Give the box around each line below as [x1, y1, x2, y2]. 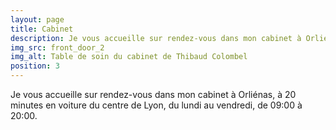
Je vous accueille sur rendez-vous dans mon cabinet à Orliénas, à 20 [10, 89, 297, 100]
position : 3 [10, 61, 60, 71]
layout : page [10, 14, 65, 25]
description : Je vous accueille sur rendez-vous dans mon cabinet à [10, 33, 302, 43]
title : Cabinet [10, 24, 74, 34]
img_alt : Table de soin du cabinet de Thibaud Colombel [10, 52, 248, 62]
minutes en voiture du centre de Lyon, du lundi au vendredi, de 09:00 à [10, 99, 303, 111]
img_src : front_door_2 [10, 42, 105, 53]
